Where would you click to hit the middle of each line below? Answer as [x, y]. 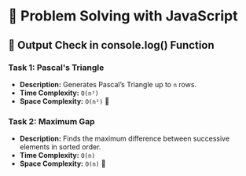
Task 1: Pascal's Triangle [56, 68]
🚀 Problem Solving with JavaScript [123, 16]
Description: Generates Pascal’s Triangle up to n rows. [108, 84]
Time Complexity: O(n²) [59, 93]
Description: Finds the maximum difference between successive [125, 139]
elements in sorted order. [60, 147]
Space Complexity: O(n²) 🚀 [64, 101]
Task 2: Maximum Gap [52, 121]
